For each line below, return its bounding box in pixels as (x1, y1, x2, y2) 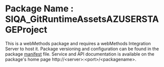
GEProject (5, 24, 48, 35)
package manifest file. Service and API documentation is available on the (5, 51, 155, 57)
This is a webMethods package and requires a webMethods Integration (5, 40, 151, 46)
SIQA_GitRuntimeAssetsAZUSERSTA (5, 13, 159, 25)
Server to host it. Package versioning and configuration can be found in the (5, 46, 159, 52)
